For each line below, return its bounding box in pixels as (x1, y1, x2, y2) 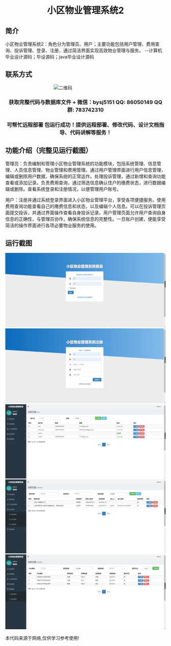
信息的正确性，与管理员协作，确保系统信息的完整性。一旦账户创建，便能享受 (5, 216, 166, 222)
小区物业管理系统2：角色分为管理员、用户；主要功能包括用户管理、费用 (5, 41, 155, 47)
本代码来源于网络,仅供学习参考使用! (5, 635, 80, 641)
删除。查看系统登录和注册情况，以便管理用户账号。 (14, 186, 121, 192)
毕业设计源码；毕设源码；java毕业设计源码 (5, 54, 94, 60)
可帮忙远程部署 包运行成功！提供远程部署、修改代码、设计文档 (7, 121, 159, 128)
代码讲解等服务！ (69, 128, 112, 136)
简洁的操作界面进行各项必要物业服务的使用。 (5, 222, 99, 228)
